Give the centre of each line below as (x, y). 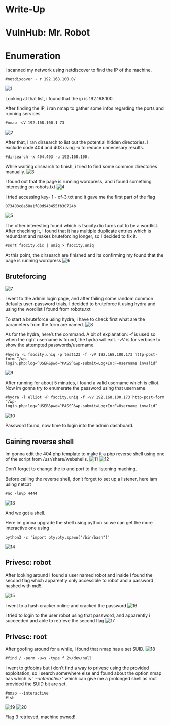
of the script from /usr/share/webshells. (47, 459)
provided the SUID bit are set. (36, 684)
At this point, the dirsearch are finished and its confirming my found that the (84, 255)
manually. (15, 172)
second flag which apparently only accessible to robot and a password (79, 580)
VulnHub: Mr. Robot (48, 33)
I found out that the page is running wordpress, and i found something (78, 182)
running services (23, 114)
